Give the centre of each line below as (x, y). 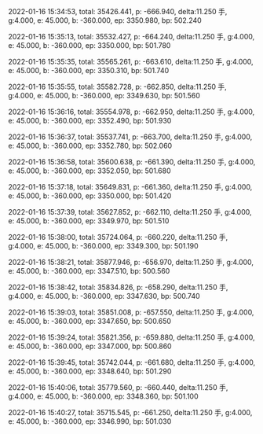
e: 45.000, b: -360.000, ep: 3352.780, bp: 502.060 (90, 145)
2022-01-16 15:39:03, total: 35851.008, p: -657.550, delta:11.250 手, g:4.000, (131, 312)
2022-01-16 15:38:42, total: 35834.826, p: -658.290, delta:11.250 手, (118, 287)
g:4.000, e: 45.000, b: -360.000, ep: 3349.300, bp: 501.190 (103, 246)
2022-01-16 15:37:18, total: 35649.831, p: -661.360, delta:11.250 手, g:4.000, (130, 187)
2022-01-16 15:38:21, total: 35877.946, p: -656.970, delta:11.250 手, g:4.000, (131, 262)
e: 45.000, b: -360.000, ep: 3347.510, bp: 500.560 (89, 271)
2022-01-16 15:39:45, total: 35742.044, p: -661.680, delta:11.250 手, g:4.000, (132, 362)
